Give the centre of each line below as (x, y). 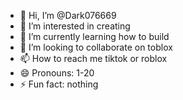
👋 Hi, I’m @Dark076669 (68, 15)
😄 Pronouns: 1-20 (57, 73)
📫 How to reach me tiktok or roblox (93, 58)
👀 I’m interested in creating (75, 26)
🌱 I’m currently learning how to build (94, 36)
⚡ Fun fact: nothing (59, 84)
